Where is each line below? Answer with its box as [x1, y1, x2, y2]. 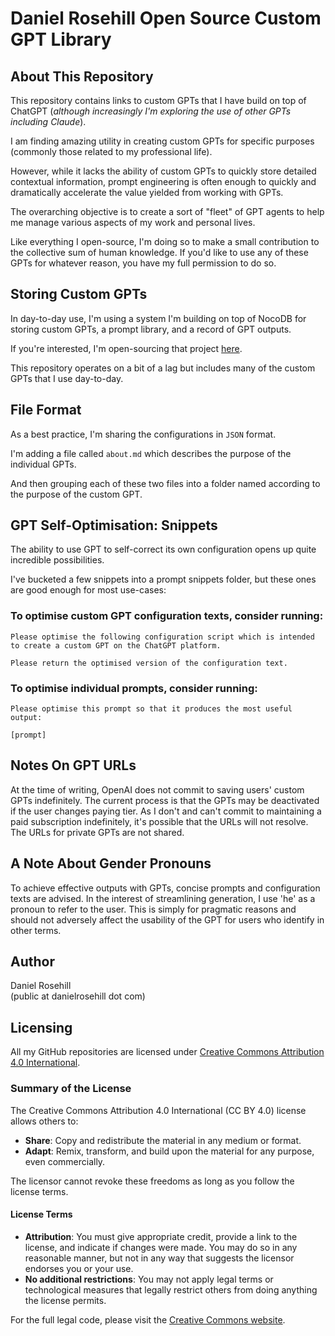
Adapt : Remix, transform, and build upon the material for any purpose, [24, 1145, 315, 1157]
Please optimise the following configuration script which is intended [10, 632, 315, 642]
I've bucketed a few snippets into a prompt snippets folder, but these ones [10, 573, 317, 586]
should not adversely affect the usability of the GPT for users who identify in [10, 913, 325, 926]
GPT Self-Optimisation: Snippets [10, 517, 218, 534]
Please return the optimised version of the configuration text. [10, 658, 288, 668]
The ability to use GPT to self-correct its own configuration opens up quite [10, 543, 317, 556]
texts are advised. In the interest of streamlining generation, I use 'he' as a [10, 892, 316, 904]
